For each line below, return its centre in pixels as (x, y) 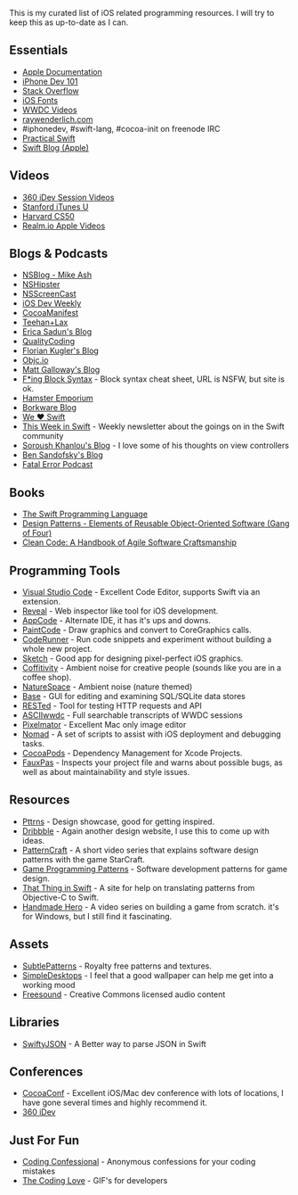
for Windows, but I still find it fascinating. (97, 916)
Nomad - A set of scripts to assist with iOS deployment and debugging (152, 734)
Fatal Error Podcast (57, 465)
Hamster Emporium (57, 398)
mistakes (39, 1171)
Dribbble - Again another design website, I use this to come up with (145, 831)
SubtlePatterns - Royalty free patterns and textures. (117, 966)
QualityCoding (48, 342)
